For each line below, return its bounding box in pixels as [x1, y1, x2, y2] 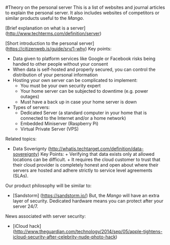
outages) [20, 94, 40, 99]
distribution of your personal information [12, 72, 98, 78]
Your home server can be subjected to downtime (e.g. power [20, 88, 149, 94]
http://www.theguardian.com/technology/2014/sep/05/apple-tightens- [14, 229, 163, 234]
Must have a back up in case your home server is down [20, 99, 137, 105]
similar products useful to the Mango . [5, 15, 84, 21]
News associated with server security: [5, 213, 86, 219]
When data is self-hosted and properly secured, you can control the [12, 66, 156, 72]
